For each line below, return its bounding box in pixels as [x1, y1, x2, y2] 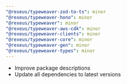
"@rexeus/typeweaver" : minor [5, 20, 79, 26]
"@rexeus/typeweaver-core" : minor [5, 37, 93, 43]
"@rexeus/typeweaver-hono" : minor [5, 14, 93, 20]
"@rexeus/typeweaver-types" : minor [5, 48, 96, 54]
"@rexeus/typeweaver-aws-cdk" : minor [5, 25, 101, 32]
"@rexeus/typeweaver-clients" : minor [5, 31, 101, 37]
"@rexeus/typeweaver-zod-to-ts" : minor [5, 8, 106, 15]
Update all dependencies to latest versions [14, 70, 122, 78]
